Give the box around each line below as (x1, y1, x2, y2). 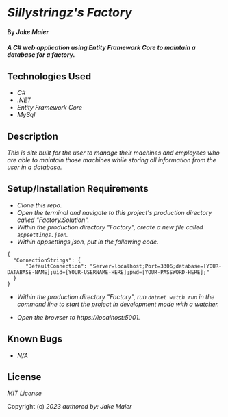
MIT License (7, 389, 42, 398)
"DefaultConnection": (25, 262, 88, 270)
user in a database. (7, 163, 62, 171)
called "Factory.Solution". (16, 216, 90, 224)
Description (7, 130, 58, 142)
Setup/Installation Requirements (7, 183, 149, 194)
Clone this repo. (16, 201, 62, 210)
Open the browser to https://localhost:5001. (16, 313, 140, 321)
